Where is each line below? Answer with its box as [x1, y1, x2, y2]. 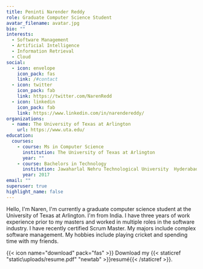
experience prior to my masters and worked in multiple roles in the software [6, 218, 195, 225]
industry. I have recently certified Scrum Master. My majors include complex [6, 224, 196, 232]
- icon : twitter [11, 82, 53, 88]
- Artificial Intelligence [11, 43, 80, 49]
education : [6, 132, 34, 139]
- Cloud [11, 54, 31, 60]
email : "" [6, 178, 31, 184]
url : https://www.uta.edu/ [17, 127, 85, 133]
